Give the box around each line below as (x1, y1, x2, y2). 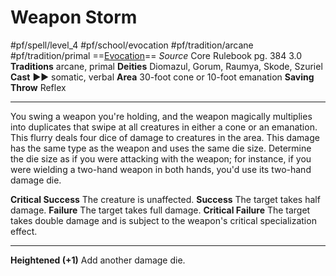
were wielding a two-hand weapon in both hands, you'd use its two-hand (10, 163, 312, 175)
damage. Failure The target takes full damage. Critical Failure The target (10, 204, 311, 216)
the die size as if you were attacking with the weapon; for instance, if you (10, 152, 312, 165)
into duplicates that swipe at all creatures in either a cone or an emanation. (10, 121, 318, 133)
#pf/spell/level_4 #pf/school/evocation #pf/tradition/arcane (10, 39, 254, 51)
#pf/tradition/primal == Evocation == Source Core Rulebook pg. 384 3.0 (10, 49, 303, 61)
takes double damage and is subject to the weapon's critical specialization (10, 214, 317, 226)
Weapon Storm (10, 6, 138, 29)
